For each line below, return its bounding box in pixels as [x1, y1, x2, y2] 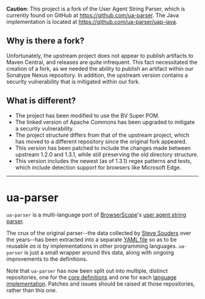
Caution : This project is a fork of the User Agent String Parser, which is [6, 5, 185, 12]
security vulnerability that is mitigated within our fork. [6, 77, 140, 85]
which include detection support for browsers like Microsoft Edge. [15, 164, 182, 171]
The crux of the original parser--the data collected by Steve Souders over [6, 229, 192, 237]
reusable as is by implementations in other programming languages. [6, 242, 178, 250]
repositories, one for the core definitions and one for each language [6, 273, 177, 281]
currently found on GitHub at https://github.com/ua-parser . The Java [6, 12, 179, 19]
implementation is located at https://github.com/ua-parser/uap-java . [6, 18, 178, 25]
